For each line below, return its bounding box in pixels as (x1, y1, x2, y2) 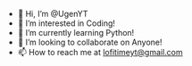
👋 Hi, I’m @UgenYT (17, 9, 88, 19)
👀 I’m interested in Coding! (17, 18, 116, 29)
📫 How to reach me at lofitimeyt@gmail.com (17, 47, 183, 57)
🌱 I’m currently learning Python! (17, 28, 135, 37)
